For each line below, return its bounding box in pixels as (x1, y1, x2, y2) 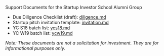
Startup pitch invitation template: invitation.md (12, 20, 109, 25)
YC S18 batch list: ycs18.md (12, 25, 70, 31)
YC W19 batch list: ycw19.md (12, 30, 73, 36)
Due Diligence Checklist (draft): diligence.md (12, 14, 106, 20)
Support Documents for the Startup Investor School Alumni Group (5, 5, 143, 10)
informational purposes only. (5, 45, 66, 51)
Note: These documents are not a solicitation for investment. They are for (5, 40, 159, 46)
